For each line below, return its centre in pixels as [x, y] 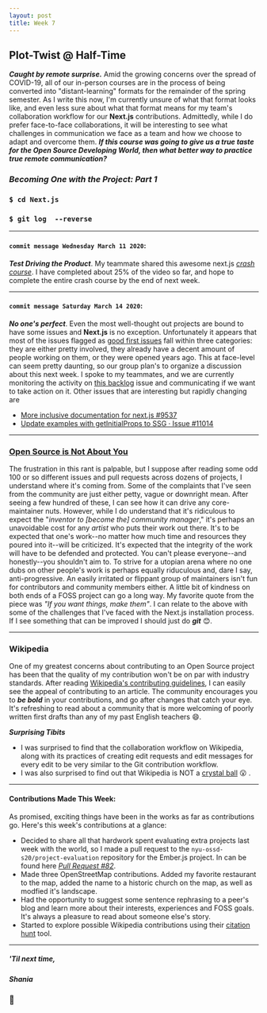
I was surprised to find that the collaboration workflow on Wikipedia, [132, 747]
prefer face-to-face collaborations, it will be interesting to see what [118, 125]
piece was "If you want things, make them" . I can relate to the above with [129, 604]
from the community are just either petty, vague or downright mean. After [129, 495]
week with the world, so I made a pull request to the [105, 848]
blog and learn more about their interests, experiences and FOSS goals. [137, 908]
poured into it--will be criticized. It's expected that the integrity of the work [131, 545]
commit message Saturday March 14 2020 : [76, 306]
